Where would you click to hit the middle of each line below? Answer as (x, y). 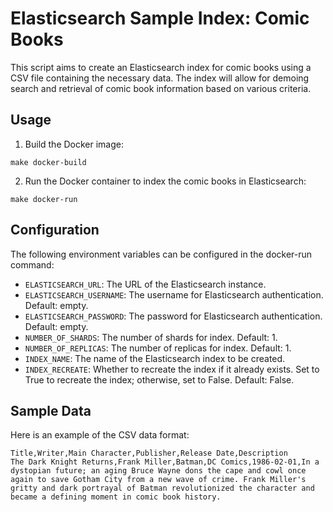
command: (32, 264)
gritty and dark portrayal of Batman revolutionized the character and (162, 488)
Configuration (55, 230)
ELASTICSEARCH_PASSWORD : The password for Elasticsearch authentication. (173, 316)
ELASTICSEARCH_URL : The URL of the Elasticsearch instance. (145, 284)
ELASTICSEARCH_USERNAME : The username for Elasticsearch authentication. (174, 294)
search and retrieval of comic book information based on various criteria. (161, 88)
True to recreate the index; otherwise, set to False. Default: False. (159, 379)
